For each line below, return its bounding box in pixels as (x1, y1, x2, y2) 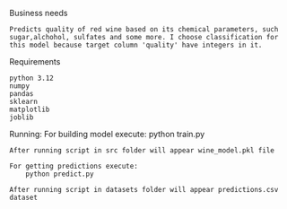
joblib (9, 113, 34, 122)
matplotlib (9, 105, 50, 114)
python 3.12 (9, 74, 54, 83)
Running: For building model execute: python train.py (9, 129, 205, 139)
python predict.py (25, 170, 94, 179)
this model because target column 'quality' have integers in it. (9, 40, 263, 49)
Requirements (9, 57, 61, 66)
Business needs (9, 8, 68, 18)
